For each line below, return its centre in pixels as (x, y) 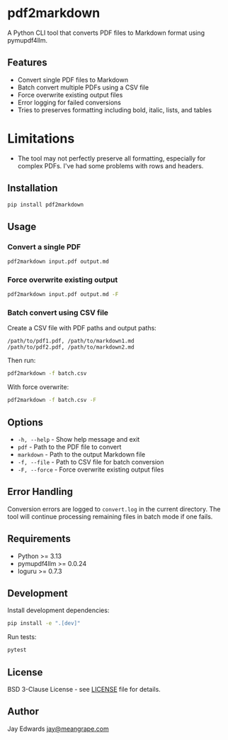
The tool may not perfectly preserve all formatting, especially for (112, 158)
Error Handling (40, 492)
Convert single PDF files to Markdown (73, 80)
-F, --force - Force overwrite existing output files (91, 469)
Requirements (39, 539)
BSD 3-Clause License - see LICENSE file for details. (84, 689)
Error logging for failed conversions (69, 102)
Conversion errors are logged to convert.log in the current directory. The (114, 508)
